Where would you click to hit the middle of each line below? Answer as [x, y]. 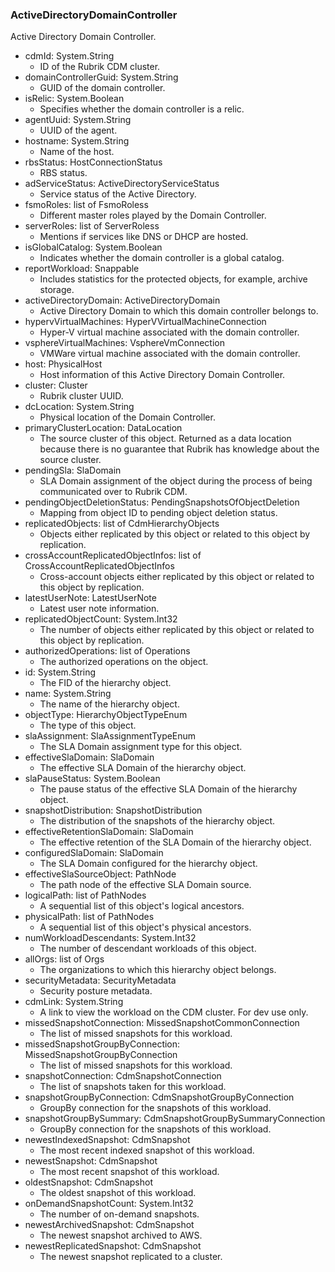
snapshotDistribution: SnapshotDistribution [113, 810]
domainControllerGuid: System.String [101, 77]
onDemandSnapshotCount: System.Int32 [109, 1204]
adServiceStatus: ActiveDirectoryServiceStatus [122, 184]
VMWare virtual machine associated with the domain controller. [170, 354]
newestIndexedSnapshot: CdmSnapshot [107, 1140]
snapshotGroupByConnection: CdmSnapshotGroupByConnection [159, 1097]
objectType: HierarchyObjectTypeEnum [106, 715]
